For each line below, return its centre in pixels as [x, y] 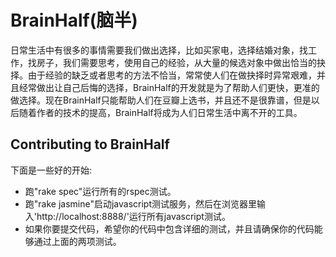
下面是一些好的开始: [51, 170]
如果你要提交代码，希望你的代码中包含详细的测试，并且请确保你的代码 [169, 228]
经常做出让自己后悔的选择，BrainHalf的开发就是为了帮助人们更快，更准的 [169, 87]
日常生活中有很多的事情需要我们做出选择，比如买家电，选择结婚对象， [155, 50]
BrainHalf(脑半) [74, 20]
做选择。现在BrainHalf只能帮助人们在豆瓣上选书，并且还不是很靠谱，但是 [161, 100]
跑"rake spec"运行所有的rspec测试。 [100, 191]
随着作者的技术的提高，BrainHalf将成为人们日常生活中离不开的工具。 [160, 112]
